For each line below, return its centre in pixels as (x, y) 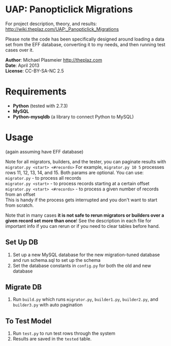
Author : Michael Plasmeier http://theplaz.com (54, 60)
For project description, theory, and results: (51, 24)
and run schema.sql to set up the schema (57, 260)
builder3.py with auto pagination (48, 305)
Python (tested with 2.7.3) (40, 106)
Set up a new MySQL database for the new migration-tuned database (86, 255)
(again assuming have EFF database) (44, 151)
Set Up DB (22, 242)
